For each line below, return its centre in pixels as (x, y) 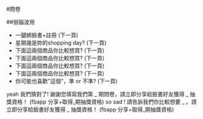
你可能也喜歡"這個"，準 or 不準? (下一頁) (66, 81)
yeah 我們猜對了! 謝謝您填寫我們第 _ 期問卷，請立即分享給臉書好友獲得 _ (98, 94)
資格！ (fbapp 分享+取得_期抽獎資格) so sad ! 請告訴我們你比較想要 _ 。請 (104, 102)
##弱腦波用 (21, 22)
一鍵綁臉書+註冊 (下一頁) (47, 35)
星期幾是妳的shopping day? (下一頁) (61, 43)
